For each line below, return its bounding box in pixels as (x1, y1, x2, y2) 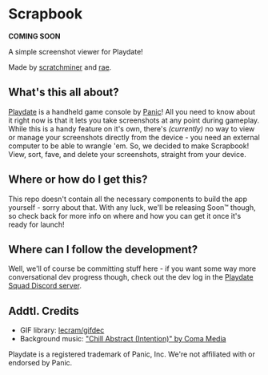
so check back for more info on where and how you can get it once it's (8, 211, 242, 220)
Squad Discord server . (8, 281, 82, 291)
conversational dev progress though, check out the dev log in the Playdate (8, 272, 254, 282)
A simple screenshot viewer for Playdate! (8, 46, 144, 56)
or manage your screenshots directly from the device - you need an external (8, 132, 260, 142)
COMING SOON (8, 31, 62, 41)
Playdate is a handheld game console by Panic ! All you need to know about (8, 107, 256, 116)
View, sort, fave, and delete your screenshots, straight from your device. (8, 149, 246, 159)
